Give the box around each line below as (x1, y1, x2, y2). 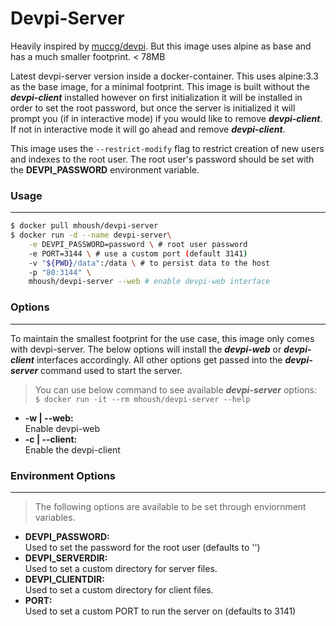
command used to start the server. (40, 364, 183, 376)
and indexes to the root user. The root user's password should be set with (10, 153, 315, 165)
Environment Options (10, 468, 117, 482)
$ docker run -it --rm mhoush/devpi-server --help (34, 394, 251, 404)
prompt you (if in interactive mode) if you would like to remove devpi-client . (10, 112, 323, 124)
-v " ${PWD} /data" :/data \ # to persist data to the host (28, 258, 271, 268)
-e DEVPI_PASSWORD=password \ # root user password (28, 239, 248, 249)
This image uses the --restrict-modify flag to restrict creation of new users (10, 142, 325, 154)
